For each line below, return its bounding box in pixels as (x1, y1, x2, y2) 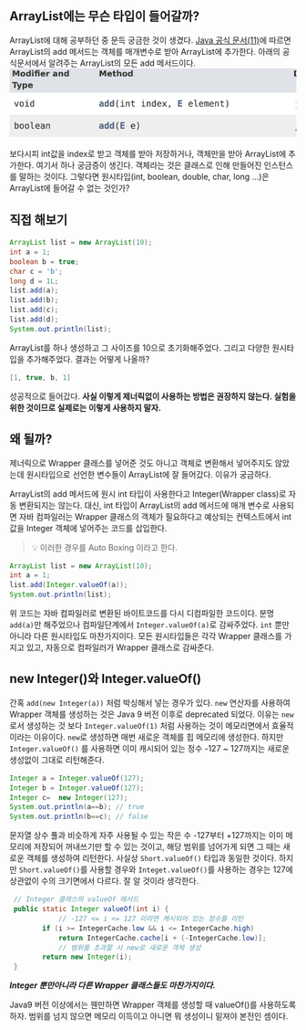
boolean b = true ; (9, 257, 79, 267)
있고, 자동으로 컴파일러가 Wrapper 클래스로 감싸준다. (25, 642, 215, 653)
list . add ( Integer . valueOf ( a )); (9, 581, 128, 590)
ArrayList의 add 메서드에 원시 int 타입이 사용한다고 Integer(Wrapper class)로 (9, 488, 287, 499)
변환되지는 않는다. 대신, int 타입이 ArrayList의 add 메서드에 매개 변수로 (18, 499, 270, 510)
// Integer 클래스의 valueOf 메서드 (13, 895, 139, 904)
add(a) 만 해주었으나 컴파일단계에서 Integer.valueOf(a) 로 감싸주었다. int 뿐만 (9, 619, 290, 630)
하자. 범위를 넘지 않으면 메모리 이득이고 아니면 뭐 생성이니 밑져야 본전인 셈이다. (9, 1011, 289, 1022)
